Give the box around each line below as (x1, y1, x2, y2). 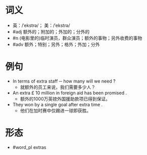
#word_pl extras (12, 144, 46, 150)
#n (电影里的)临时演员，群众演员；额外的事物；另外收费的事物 (12, 35, 142, 41)
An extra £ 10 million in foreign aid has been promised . (12, 90, 127, 96)
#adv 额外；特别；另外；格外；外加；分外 (12, 41, 100, 47)
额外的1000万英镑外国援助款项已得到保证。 (20, 96, 110, 102)
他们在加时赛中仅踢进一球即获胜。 (20, 107, 91, 113)
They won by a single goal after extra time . (12, 101, 103, 107)
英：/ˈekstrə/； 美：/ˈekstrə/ (12, 22, 70, 28)
